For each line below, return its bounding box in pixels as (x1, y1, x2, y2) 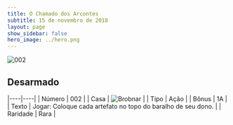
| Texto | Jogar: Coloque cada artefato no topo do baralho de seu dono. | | (7, 102, 222, 110)
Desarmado (7, 76, 60, 88)
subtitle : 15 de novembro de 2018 (7, 17, 109, 24)
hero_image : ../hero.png (7, 37, 80, 44)
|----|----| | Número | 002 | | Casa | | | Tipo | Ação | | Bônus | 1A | (7, 94, 228, 103)
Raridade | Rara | (7, 110, 56, 118)
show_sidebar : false (7, 29, 68, 37)
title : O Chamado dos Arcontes (7, 10, 99, 18)
